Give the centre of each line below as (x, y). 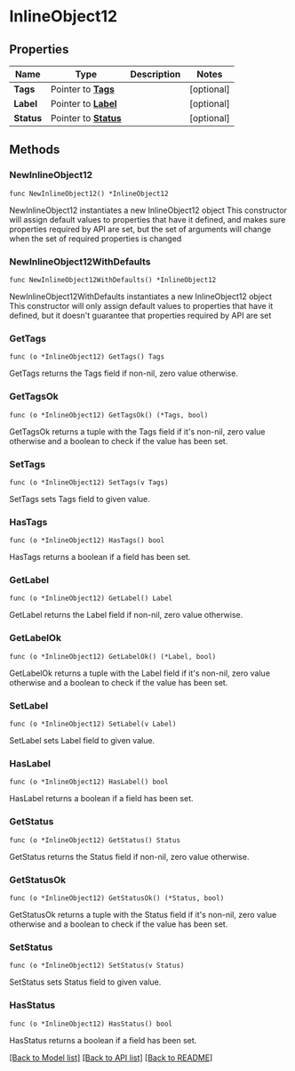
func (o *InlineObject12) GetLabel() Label (91, 598)
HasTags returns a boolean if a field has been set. (100, 557)
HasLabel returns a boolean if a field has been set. (101, 799)
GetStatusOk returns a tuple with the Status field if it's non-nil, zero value (143, 914)
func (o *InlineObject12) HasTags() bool (87, 540)
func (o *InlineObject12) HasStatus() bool (91, 1024)
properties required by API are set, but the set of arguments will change (140, 229)
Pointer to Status (86, 118)
